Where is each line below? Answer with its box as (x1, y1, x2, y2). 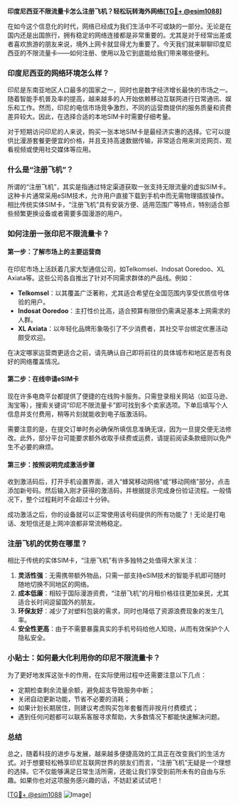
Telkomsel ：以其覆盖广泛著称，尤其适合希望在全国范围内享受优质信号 (17, 288, 224, 297)
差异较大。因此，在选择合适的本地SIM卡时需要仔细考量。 (7, 112, 175, 121)
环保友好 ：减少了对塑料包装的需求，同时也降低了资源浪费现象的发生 (17, 607, 218, 615)
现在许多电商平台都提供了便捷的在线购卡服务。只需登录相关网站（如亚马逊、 (7, 391, 232, 401)
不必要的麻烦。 (13, 442, 58, 451)
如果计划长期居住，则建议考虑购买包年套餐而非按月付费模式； (17, 704, 199, 712)
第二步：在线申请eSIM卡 (7, 375, 80, 383)
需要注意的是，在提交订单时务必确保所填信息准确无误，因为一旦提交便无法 (7, 425, 225, 433)
